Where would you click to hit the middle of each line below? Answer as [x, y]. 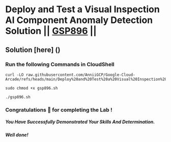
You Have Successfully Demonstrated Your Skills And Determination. [80, 122]
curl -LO [15, 75]
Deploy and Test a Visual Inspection [83, 9]
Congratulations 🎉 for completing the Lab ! [59, 109]
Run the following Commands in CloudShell [60, 64]
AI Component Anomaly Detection [79, 20]
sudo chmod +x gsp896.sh [32, 88]
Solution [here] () [33, 50]
